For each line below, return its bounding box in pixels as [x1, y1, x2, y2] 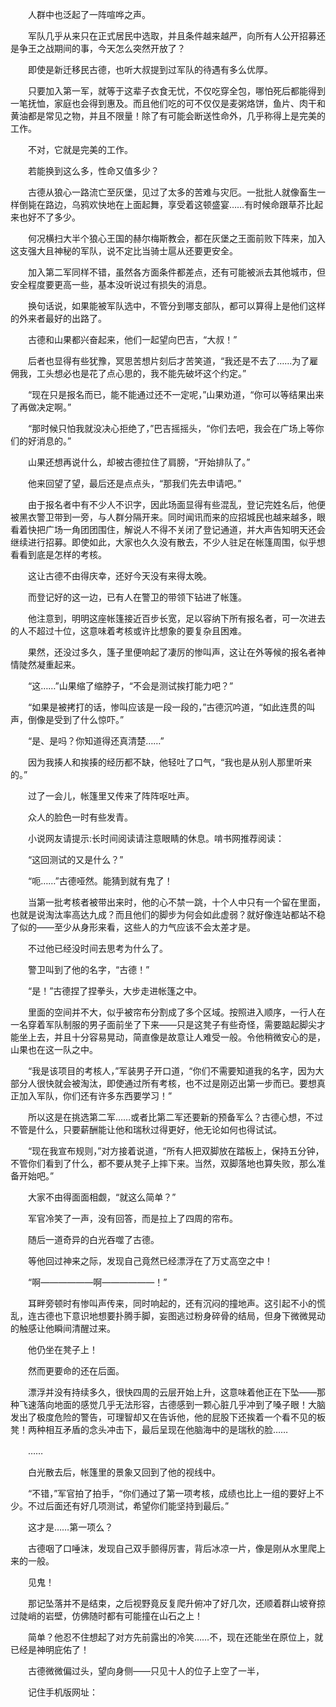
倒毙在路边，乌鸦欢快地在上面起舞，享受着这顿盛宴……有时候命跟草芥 [18, 199, 307, 210]
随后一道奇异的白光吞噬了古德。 [27, 1234, 160, 1245]
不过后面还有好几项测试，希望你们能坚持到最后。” [27, 1500, 230, 1512]
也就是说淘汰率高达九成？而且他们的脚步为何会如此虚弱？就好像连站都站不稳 [10, 909, 326, 920]
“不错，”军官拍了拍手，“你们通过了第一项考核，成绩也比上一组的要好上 [27, 1488, 316, 1499]
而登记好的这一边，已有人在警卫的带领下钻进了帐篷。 [27, 591, 247, 603]
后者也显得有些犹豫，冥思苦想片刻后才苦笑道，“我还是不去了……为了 [27, 355, 310, 367]
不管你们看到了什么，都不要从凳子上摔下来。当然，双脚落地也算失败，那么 [10, 1158, 317, 1169]
